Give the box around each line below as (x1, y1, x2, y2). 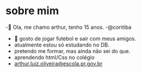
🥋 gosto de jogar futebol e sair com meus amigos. (14, 35, 137, 42)
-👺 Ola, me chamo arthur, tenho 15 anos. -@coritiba (5, 24, 132, 31)
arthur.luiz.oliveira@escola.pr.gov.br (14, 60, 103, 67)
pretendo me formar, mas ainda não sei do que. (14, 47, 131, 54)
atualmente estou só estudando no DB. (14, 41, 110, 48)
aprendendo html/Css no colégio (14, 54, 95, 61)
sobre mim (5, 4, 59, 18)
